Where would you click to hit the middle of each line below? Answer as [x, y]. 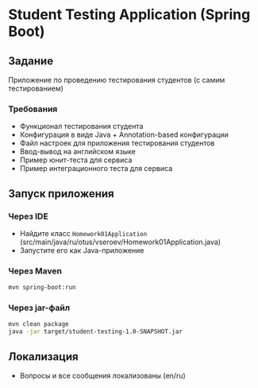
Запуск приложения [61, 194]
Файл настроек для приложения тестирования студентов [117, 143]
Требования [33, 109]
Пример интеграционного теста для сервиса [96, 169]
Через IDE [29, 216]
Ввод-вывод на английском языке [78, 152]
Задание [31, 61]
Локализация [43, 357]
